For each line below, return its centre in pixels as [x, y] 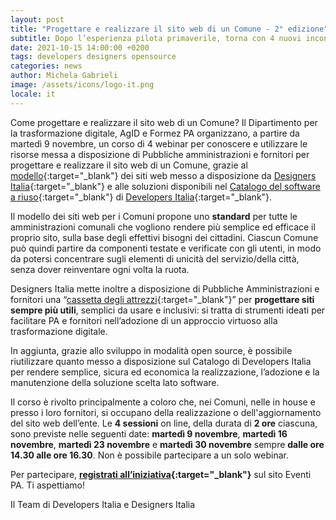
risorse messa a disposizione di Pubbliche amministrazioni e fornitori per [160, 154]
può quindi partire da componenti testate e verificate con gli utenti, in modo [166, 248]
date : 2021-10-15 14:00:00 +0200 [80, 47]
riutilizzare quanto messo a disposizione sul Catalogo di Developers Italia [161, 361]
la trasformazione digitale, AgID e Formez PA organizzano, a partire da [155, 133]
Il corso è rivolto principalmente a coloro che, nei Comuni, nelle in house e [163, 402]
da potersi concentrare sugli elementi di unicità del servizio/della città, [155, 258]
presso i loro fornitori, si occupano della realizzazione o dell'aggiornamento [166, 412]
